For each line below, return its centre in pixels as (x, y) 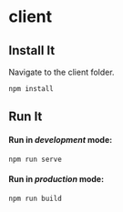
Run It (26, 117)
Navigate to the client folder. (61, 72)
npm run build (36, 198)
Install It (32, 50)
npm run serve (36, 159)
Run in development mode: (61, 139)
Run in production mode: (56, 179)
